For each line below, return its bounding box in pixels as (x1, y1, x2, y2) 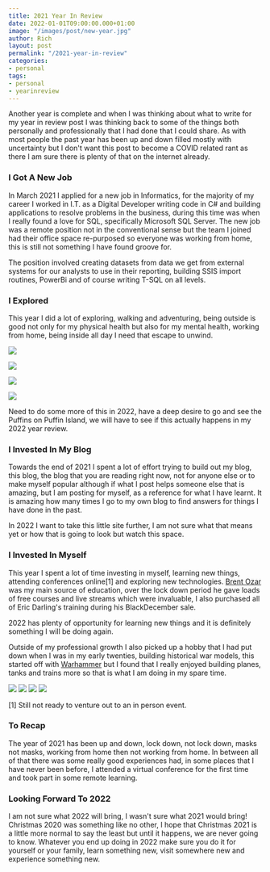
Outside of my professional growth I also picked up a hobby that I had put (8, 642, 252, 652)
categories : (8, 57, 48, 65)
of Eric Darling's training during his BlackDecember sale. (8, 602, 196, 612)
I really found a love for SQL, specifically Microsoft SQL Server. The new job (8, 216, 260, 226)
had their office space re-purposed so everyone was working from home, (8, 233, 252, 243)
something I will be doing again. (8, 627, 114, 636)
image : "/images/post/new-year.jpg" (8, 27, 131, 35)
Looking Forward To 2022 (8, 793, 111, 804)
